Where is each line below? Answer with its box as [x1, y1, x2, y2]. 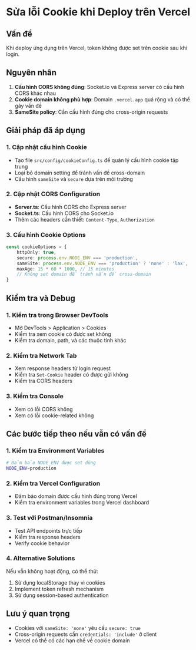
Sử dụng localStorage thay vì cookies [14, 579, 105, 586]
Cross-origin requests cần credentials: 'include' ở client [14, 631, 157, 638]
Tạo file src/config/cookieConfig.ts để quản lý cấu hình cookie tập [14, 156, 179, 164]
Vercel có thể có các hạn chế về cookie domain [14, 636, 131, 644]
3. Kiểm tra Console [6, 392, 64, 400]
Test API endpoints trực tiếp [14, 527, 82, 534]
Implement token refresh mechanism [14, 585, 104, 592]
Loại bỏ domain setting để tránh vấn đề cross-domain [14, 169, 145, 176]
